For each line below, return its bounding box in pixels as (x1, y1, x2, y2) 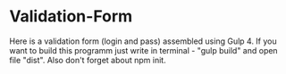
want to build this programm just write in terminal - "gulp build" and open (9, 45, 279, 55)
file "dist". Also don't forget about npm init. (9, 54, 167, 65)
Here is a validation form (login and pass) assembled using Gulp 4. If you (9, 36, 277, 46)
